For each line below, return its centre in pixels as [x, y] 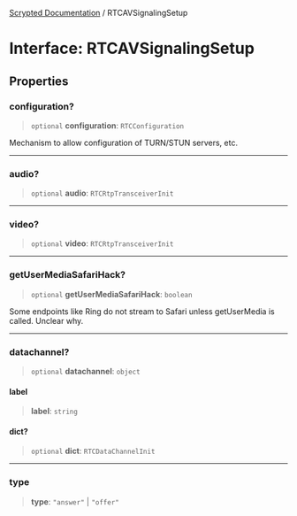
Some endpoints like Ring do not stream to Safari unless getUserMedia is [142, 311]
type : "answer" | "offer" [75, 501]
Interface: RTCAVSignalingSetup [132, 49]
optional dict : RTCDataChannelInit [93, 451]
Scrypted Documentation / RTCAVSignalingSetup [99, 13]
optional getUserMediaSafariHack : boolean [111, 294]
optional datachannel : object [85, 372]
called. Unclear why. [46, 320]
